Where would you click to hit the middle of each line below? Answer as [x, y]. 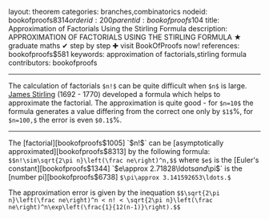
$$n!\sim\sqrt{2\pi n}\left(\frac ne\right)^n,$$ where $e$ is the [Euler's [134, 160]
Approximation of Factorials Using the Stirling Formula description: [118, 28]
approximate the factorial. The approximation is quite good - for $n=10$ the [131, 103]
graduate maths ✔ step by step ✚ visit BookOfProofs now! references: [124, 46]
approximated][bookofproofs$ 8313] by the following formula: [109, 151]
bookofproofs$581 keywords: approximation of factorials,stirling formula [127, 54]
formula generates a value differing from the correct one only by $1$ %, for [131, 111]
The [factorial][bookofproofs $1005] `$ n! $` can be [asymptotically [116, 143]
